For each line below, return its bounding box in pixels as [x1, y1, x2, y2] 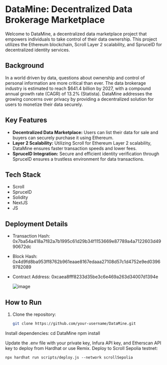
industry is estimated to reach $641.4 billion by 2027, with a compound [5, 85, 151, 91]
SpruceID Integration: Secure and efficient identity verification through [12, 151, 159, 157]
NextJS [12, 200, 28, 206]
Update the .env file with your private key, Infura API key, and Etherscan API [5, 340, 161, 346]
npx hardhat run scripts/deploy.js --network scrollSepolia [5, 355, 133, 360]
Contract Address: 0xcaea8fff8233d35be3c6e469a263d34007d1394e [12, 274, 158, 280]
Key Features [5, 116, 47, 125]
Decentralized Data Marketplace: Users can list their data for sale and [12, 129, 158, 135]
